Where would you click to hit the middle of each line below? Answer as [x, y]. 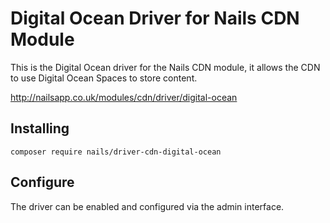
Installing [40, 128]
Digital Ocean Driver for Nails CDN [155, 18]
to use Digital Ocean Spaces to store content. [104, 78]
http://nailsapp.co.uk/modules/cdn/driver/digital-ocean [124, 97]
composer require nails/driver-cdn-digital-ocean [116, 152]
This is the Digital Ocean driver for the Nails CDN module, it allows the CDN [165, 67]
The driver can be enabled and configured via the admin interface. [147, 206]
